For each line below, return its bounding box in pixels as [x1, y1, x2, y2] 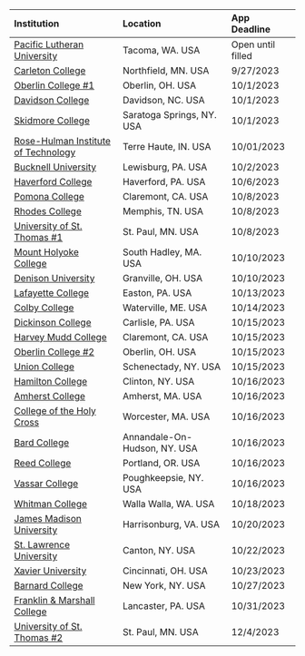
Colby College [14, 301, 74, 314]
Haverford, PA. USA [122, 176, 206, 188]
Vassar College [14, 477, 79, 489]
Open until [231, 38, 275, 51]
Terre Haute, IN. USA [122, 141, 212, 152]
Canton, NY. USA [122, 544, 195, 556]
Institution [14, 17, 60, 30]
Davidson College [14, 94, 90, 106]
